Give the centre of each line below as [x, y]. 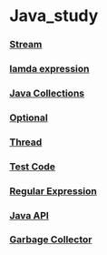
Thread [26, 142]
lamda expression [49, 69]
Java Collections [47, 93]
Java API [29, 215]
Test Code [33, 167]
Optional [29, 117]
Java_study [54, 16]
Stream [26, 45]
